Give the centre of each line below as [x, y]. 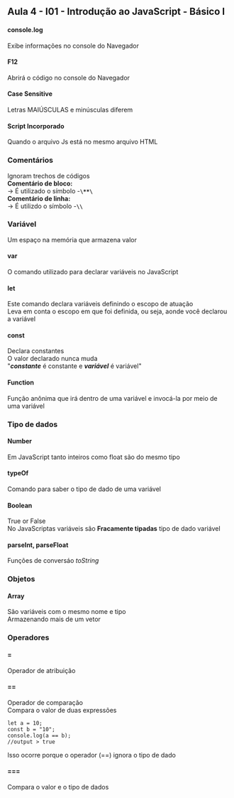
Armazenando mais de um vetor [54, 619]
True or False [27, 521]
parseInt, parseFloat [38, 545]
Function [21, 382]
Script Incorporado [36, 126]
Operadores [28, 637]
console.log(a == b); [39, 735]
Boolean [20, 505]
